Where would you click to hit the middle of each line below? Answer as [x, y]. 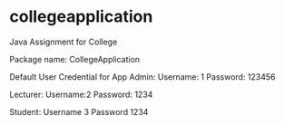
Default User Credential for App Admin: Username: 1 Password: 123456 [142, 77]
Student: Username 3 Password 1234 [79, 111]
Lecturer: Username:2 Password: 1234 [81, 94]
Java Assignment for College [64, 42]
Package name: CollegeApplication [75, 59]
